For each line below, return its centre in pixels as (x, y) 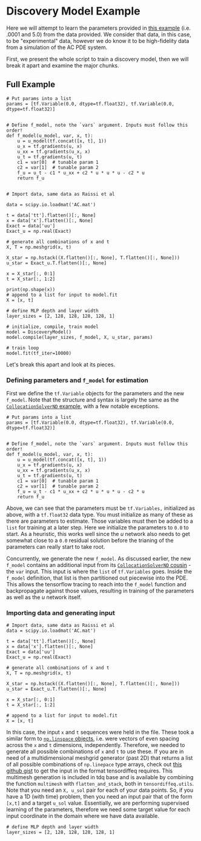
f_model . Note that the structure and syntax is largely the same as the (93, 400)
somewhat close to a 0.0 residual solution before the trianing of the (90, 540)
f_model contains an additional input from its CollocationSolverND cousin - (99, 565)
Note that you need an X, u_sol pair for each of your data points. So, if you (100, 790)
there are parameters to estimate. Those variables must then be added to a (100, 521)
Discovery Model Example (73, 11)
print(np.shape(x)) (31, 289)
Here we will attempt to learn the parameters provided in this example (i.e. (99, 28)
